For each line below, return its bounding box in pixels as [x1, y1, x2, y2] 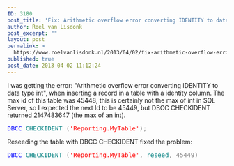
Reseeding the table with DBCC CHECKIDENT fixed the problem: [7, 137, 193, 146]
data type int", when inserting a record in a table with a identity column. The [7, 89, 225, 97]
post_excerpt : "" [7, 29, 58, 37]
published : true [7, 56, 54, 63]
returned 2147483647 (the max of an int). [7, 111, 126, 119]
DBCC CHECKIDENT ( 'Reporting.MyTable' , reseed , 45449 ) [7, 151, 198, 159]
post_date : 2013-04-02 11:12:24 [7, 62, 101, 69]
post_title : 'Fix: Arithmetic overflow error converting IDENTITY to [7, 17, 214, 24]
